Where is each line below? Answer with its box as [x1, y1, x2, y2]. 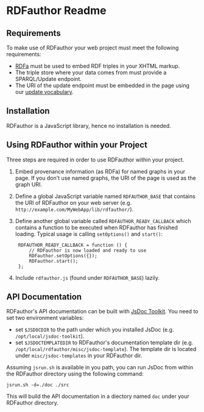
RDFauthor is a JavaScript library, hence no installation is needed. [6, 122, 172, 129]
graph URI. [15, 180, 43, 188]
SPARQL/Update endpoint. [15, 76, 82, 82]
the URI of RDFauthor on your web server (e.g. [15, 199, 132, 206]
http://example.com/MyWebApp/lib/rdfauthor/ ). [15, 205, 134, 213]
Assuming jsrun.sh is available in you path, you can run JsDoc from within [6, 364, 194, 371]
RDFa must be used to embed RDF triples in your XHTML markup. [15, 62, 180, 69]
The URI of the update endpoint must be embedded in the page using [15, 82, 190, 89]
